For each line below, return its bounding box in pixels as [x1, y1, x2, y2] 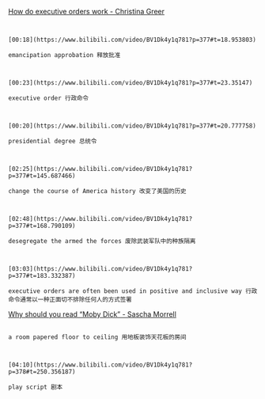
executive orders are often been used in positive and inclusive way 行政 [8, 287, 258, 295]
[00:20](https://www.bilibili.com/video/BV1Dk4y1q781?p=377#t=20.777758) [8, 122, 257, 130]
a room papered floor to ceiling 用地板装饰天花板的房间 [8, 333, 187, 341]
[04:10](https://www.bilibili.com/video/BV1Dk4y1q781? [8, 361, 193, 369]
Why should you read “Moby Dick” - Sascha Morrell [8, 310, 176, 319]
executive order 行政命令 [8, 94, 89, 102]
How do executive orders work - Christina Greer [8, 7, 165, 16]
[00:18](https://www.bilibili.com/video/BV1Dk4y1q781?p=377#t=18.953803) [8, 36, 257, 44]
